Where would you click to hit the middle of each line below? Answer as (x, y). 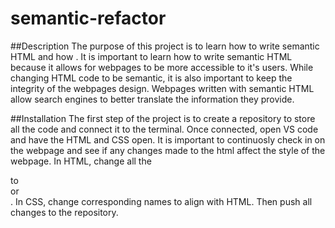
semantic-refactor (88, 18)
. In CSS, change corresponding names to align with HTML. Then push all (161, 201)
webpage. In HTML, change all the (81, 161)
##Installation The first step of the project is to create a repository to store (163, 118)
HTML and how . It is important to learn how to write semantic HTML (151, 56)
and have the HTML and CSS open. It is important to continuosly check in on (168, 139)
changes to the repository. (64, 212)
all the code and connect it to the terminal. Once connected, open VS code (164, 129)
